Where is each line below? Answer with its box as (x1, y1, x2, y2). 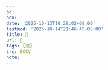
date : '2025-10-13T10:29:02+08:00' (6, 20, 96, 26)
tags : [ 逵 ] (6, 43, 33, 49)
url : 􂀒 (6, 37, 23, 43)
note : (6, 54, 20, 60)
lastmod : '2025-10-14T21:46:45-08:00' (6, 26, 104, 32)
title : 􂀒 (6, 32, 28, 38)
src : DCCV (6, 49, 31, 55)
